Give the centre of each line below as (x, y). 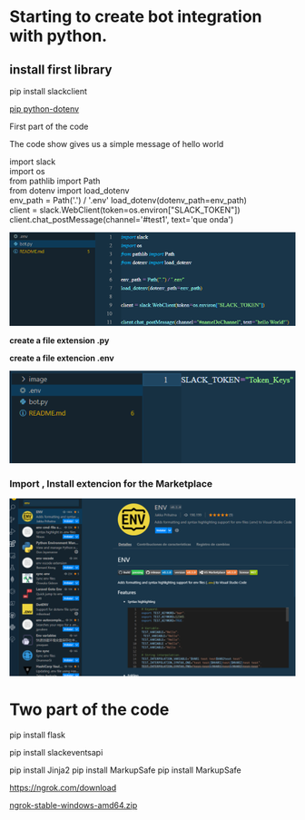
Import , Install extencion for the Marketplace (111, 483)
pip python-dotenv (44, 109)
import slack (33, 162)
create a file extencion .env (62, 358)
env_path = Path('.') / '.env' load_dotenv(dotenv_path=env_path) (128, 200)
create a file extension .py (59, 341)
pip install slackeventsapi (56, 753)
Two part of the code (89, 710)
